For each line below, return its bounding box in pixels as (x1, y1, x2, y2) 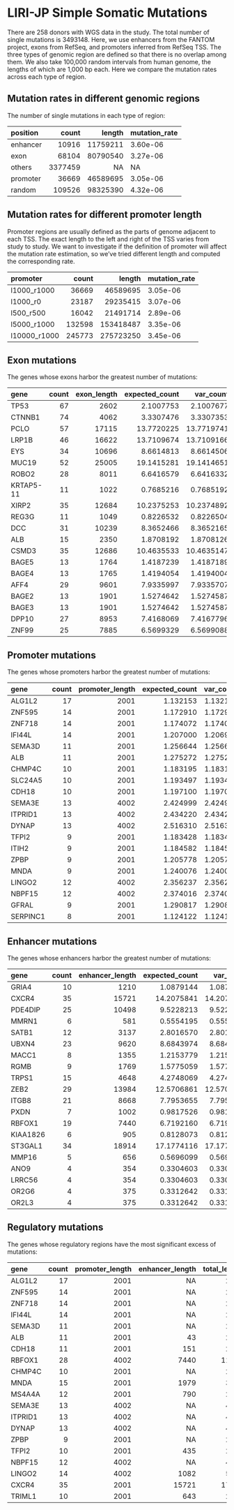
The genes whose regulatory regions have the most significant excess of (7, 1240, 217, 1248)
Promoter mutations (7, 649, 96, 661)
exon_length (75, 390, 118, 399)
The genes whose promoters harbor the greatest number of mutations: (7, 668, 210, 676)
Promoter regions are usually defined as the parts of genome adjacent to (7, 227, 216, 235)
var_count (194, 390, 229, 399)
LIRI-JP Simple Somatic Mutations (7, 5, 208, 21)
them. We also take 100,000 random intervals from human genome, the (7, 57, 211, 66)
